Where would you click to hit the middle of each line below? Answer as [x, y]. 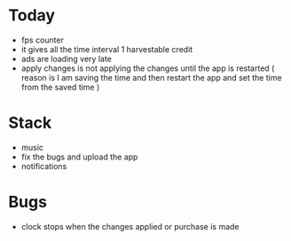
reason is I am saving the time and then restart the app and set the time [151, 77]
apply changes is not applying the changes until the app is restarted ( [148, 68]
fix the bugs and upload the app [79, 157]
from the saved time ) [60, 87]
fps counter [42, 40]
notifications [44, 166]
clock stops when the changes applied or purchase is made [130, 226]
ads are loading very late [67, 58]
